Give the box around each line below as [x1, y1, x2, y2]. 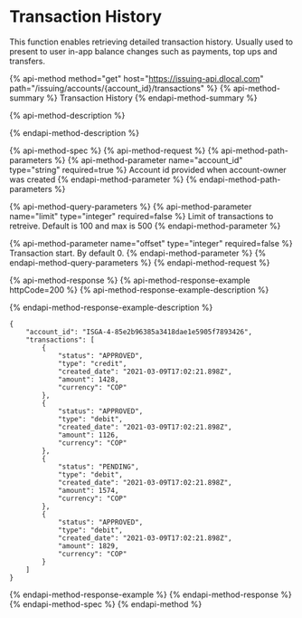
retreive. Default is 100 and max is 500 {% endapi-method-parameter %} [9, 220, 281, 231]
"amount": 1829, [57, 541, 119, 550]
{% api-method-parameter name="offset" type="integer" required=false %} [9, 237, 294, 248]
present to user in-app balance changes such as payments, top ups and [9, 45, 278, 56]
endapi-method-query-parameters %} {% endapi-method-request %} [9, 256, 270, 268]
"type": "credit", [57, 359, 127, 368]
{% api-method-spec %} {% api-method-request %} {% [9, 145, 220, 156]
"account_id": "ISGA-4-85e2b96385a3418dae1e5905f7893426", [25, 327, 253, 336]
